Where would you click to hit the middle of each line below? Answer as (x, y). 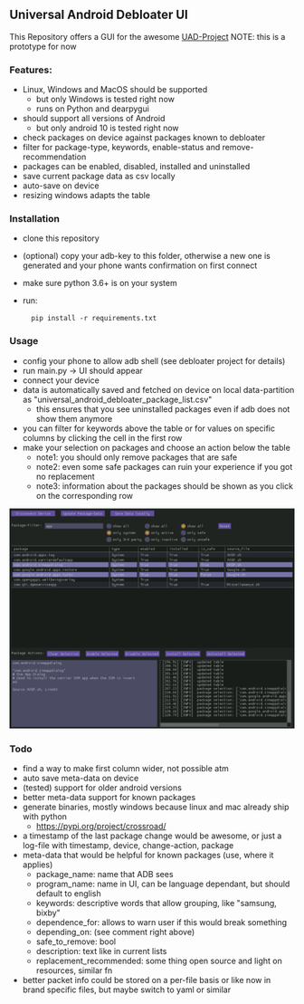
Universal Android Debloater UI (99, 15)
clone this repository (61, 238)
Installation (35, 219)
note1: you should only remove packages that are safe (137, 457)
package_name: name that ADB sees (104, 875)
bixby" (48, 913)
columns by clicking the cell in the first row (102, 437)
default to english (68, 894)
